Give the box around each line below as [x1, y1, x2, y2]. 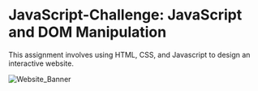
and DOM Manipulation [8, 23, 167, 41]
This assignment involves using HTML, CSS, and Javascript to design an [8, 50, 251, 59]
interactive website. [8, 58, 75, 68]
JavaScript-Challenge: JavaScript [8, 6, 243, 24]
